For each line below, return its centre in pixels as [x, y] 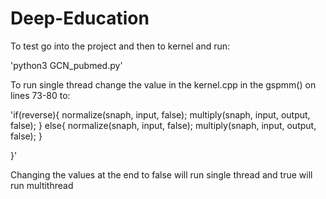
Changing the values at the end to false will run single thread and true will [161, 174]
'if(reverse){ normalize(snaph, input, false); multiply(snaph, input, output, [160, 114]
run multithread [42, 185]
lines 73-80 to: [40, 95]
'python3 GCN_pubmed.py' [66, 65]
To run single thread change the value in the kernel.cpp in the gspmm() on [163, 84]
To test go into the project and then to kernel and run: [120, 46]
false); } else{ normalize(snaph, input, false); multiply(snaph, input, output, [163, 125]
